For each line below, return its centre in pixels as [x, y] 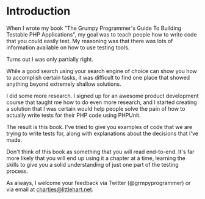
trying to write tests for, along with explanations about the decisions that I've [102, 133]
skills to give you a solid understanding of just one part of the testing [92, 164]
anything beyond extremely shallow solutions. [64, 84]
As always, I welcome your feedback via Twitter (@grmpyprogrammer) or [99, 183]
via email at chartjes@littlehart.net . [50, 189]
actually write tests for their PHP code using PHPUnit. [74, 115]
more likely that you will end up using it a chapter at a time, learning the [96, 158]
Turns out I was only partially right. [50, 59]
